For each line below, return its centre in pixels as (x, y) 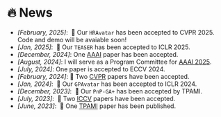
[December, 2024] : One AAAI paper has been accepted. (98, 54)
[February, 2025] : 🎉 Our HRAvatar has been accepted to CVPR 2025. (116, 32)
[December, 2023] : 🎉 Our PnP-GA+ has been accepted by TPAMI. (110, 91)
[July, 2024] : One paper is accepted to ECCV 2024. (91, 69)
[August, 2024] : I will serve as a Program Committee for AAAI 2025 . (114, 62)
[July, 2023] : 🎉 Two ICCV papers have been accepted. (96, 98)
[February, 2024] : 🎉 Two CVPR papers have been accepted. (103, 76)
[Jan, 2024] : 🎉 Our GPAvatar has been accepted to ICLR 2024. (107, 84)
